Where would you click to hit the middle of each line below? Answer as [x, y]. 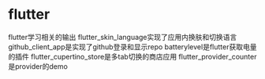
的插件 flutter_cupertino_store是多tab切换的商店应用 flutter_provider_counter [132, 56]
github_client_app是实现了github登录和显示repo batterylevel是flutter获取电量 [132, 47]
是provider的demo [38, 66]
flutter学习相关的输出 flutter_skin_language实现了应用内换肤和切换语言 [123, 37]
